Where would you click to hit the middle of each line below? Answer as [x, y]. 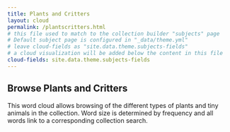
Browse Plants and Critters [68, 89]
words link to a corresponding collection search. [78, 120]
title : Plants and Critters [49, 14]
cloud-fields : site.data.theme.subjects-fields [79, 60]
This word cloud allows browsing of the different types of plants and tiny [113, 105]
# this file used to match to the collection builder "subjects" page [114, 34]
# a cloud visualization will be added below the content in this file [115, 54]
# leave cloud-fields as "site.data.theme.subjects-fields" [98, 47]
